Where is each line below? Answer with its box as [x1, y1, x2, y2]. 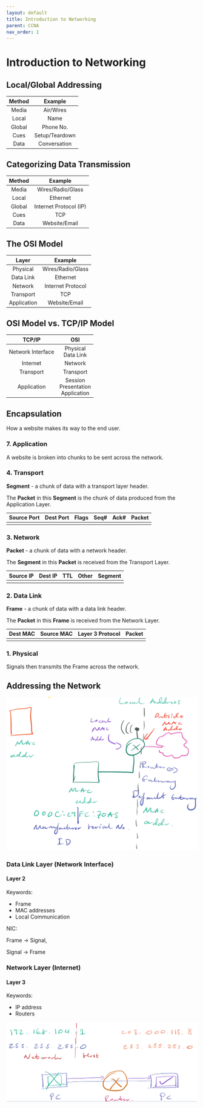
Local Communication [15, 913, 70, 920]
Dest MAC [8, 630, 35, 638]
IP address [15, 1004, 42, 1011]
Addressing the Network [6, 681, 101, 691]
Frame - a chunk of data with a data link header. [6, 605, 127, 612]
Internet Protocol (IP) [34, 203, 87, 210]
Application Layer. [6, 500, 52, 508]
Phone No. [42, 123, 68, 130]
